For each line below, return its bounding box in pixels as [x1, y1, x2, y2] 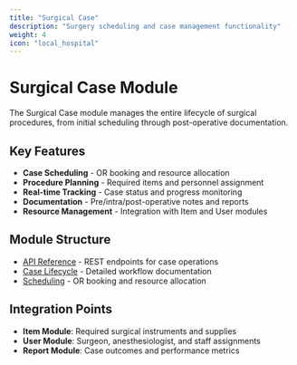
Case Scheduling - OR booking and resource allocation [22, 168, 230, 178]
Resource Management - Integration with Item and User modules [22, 206, 268, 216]
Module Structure [9, 232, 111, 247]
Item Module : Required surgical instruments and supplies [22, 325, 237, 336]
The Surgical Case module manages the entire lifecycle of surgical [9, 108, 257, 119]
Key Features [9, 143, 86, 158]
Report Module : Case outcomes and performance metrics [22, 345, 240, 356]
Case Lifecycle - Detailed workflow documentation [22, 265, 212, 276]
